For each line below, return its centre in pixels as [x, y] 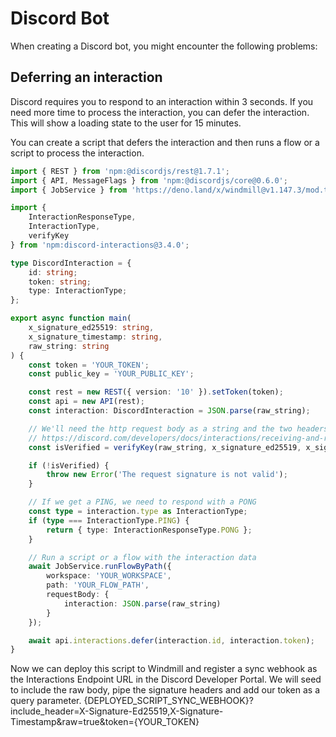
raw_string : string [69, 346]
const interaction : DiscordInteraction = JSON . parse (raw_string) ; [169, 411]
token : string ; [60, 282]
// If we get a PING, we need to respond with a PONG [142, 502]
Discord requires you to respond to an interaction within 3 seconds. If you [162, 101]
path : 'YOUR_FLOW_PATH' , [98, 585]
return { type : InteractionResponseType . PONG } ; [149, 530]
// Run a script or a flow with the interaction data [142, 557]
